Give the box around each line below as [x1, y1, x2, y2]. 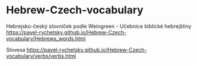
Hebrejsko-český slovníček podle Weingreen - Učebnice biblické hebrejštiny [6, 23, 192, 30]
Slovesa [6, 46, 25, 53]
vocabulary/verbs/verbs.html [6, 52, 76, 59]
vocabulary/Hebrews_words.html [6, 35, 86, 42]
